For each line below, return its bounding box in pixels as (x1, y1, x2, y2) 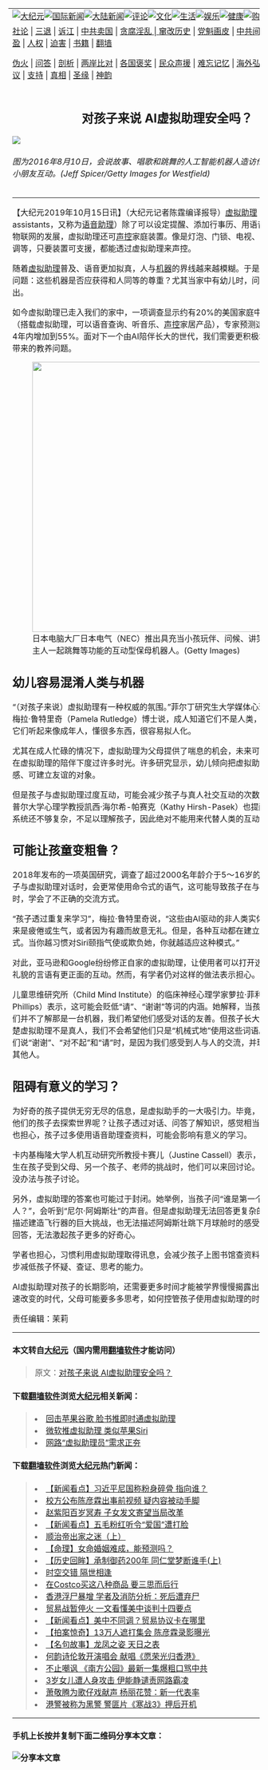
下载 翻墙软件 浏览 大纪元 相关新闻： (12, 1390, 141, 1402)
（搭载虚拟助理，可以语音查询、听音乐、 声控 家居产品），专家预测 (12, 319, 257, 330)
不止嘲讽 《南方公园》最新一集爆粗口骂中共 (45, 1662, 208, 1673)
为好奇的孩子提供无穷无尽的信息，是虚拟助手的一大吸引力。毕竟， (12, 1105, 261, 1116)
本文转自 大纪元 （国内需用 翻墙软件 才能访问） (12, 1345, 181, 1356)
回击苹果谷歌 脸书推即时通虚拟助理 (45, 1413, 176, 1424)
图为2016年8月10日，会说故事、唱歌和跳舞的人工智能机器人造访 (12, 156, 257, 167)
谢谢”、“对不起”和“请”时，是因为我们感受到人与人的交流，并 (31, 1037, 258, 1048)
